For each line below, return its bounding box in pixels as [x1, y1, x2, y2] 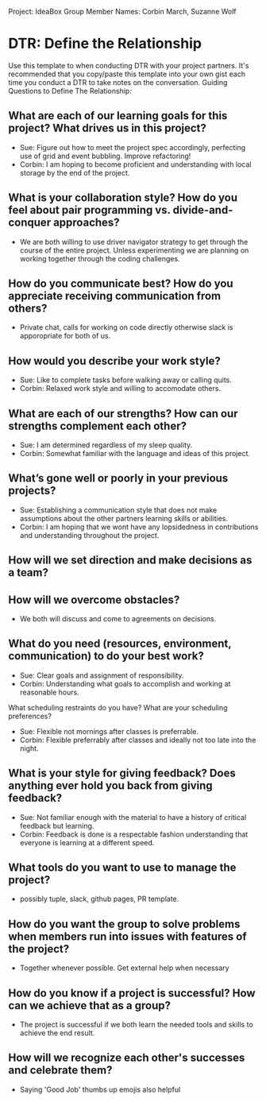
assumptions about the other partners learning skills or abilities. [19, 513, 229, 523]
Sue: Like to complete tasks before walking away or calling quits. [19, 375, 233, 385]
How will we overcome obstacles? [8, 593, 180, 606]
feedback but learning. [19, 821, 94, 830]
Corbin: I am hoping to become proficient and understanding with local [19, 159, 252, 169]
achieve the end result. [19, 1028, 95, 1038]
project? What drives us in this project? [8, 122, 206, 135]
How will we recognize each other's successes [8, 1051, 245, 1065]
